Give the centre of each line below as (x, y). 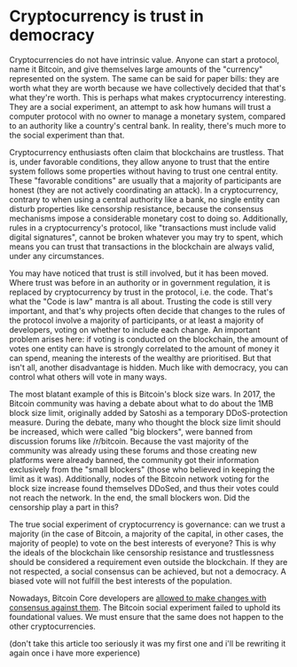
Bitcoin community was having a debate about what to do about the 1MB (141, 403)
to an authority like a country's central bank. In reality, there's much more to (148, 125)
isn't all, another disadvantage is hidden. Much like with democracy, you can (149, 367)
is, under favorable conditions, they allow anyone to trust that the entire (140, 161)
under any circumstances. (57, 255)
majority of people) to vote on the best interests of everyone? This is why (143, 543)
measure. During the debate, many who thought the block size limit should (145, 422)
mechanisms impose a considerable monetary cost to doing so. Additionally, (148, 218)
